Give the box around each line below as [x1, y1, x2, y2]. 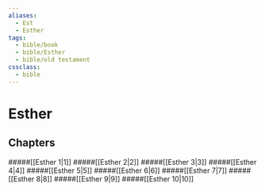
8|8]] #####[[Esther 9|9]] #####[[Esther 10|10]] [36, 174, 194, 183]
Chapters [8, 136, 56, 150]
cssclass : [8, 63, 41, 71]
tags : [8, 33, 26, 42]
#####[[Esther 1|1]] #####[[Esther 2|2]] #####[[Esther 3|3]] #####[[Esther [8, 157, 257, 166]
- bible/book [15, 41, 59, 49]
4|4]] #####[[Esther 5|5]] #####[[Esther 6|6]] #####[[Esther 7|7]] [8, 166, 228, 175]
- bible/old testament [15, 56, 90, 64]
